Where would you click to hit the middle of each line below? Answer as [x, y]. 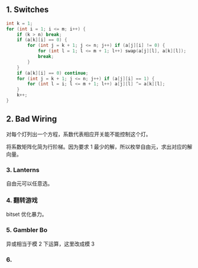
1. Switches [27, 10]
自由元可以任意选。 [30, 184]
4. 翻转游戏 [22, 200]
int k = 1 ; [20, 23]
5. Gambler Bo [27, 230]
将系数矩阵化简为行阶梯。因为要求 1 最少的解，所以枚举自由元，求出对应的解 [99, 146]
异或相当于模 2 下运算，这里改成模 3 [50, 244]
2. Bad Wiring [32, 119]
